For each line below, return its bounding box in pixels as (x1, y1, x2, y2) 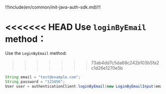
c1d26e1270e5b (91, 65, 124, 71)
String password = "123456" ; (5, 79, 65, 84)
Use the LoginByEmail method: (5, 50, 67, 56)
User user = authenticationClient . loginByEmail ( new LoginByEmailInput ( (5, 84, 156, 89)
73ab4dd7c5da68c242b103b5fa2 (91, 59, 160, 66)
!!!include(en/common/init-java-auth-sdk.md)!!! (5, 4, 101, 10)
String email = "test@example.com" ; (5, 74, 81, 80)
